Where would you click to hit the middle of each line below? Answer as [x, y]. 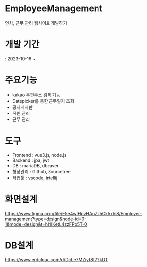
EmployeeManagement [54, 9]
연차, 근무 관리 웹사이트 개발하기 [36, 23]
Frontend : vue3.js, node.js [39, 155]
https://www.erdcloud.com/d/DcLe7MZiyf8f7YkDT [57, 259]
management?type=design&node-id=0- [46, 219]
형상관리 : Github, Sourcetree [41, 171]
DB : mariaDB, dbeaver [36, 165]
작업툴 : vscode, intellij [35, 178]
